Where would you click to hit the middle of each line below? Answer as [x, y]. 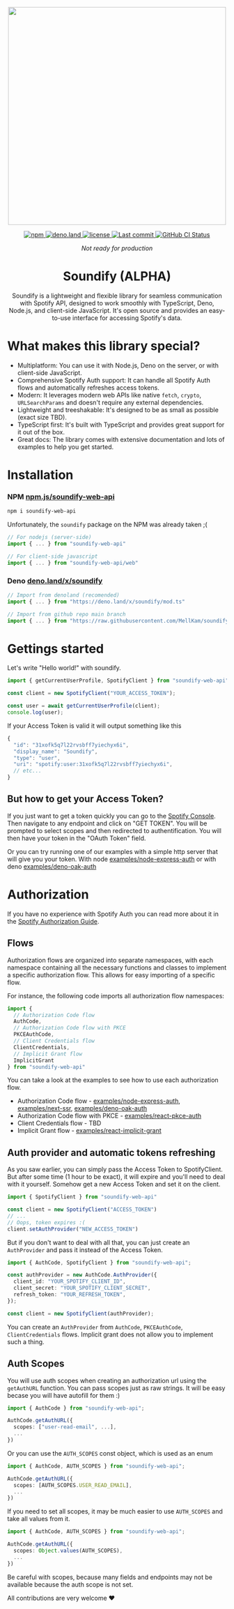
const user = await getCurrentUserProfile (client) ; [84, 706]
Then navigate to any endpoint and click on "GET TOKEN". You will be [107, 823]
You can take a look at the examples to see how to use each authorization [113, 1080]
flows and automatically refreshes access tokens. [88, 388]
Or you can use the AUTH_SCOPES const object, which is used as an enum [110, 1453]
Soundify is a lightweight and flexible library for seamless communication [117, 296]
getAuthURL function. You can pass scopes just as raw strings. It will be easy [116, 1388]
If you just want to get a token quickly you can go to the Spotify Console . [111, 816]
